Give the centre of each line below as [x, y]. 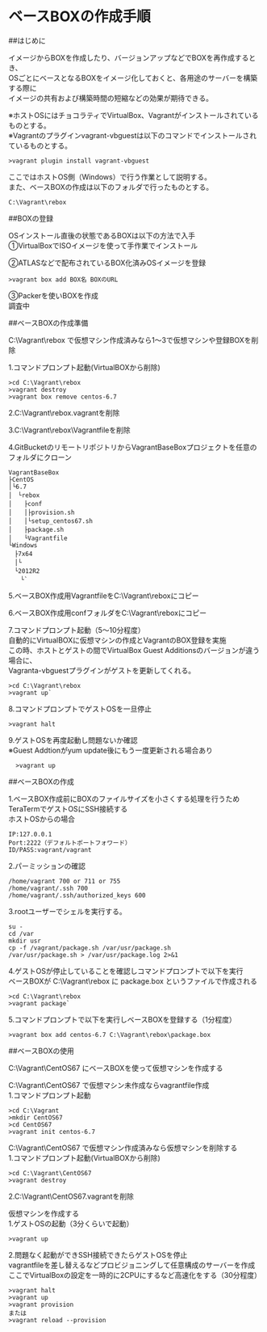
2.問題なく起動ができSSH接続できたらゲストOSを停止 [98, 1254]
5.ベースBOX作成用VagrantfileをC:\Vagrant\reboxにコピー [104, 596]
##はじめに [27, 40]
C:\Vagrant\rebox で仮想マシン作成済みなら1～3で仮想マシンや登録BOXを [130, 339]
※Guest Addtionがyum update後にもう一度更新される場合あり [111, 750]
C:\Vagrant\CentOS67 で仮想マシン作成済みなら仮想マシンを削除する [123, 1148]
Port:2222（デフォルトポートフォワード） [70, 843]
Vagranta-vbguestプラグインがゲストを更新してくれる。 [102, 670]
